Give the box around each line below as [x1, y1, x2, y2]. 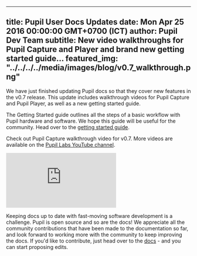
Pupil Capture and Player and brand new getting [6, 44, 185, 54]
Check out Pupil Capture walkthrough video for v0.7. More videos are [6, 135, 173, 142]
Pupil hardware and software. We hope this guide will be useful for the [6, 117, 176, 124]
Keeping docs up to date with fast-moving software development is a [6, 212, 173, 219]
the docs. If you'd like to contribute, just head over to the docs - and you [6, 237, 181, 244]
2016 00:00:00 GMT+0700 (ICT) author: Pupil [6, 26, 178, 36]
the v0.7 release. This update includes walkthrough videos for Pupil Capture [6, 94, 189, 101]
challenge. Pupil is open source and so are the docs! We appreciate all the [6, 219, 185, 226]
